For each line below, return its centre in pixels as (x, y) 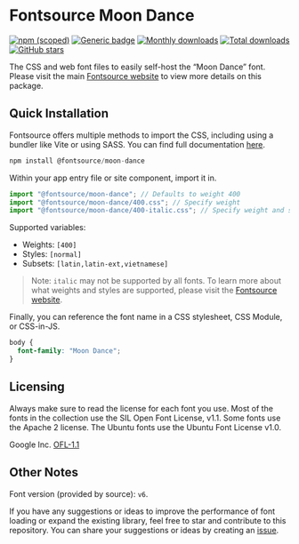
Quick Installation (59, 113)
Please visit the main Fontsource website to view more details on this (136, 76)
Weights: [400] (49, 244)
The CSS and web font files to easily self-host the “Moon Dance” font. (137, 67)
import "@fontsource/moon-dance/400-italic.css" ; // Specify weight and (147, 211)
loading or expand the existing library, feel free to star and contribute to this (148, 520)
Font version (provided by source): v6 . (79, 493)
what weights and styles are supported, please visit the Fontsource (154, 291)
